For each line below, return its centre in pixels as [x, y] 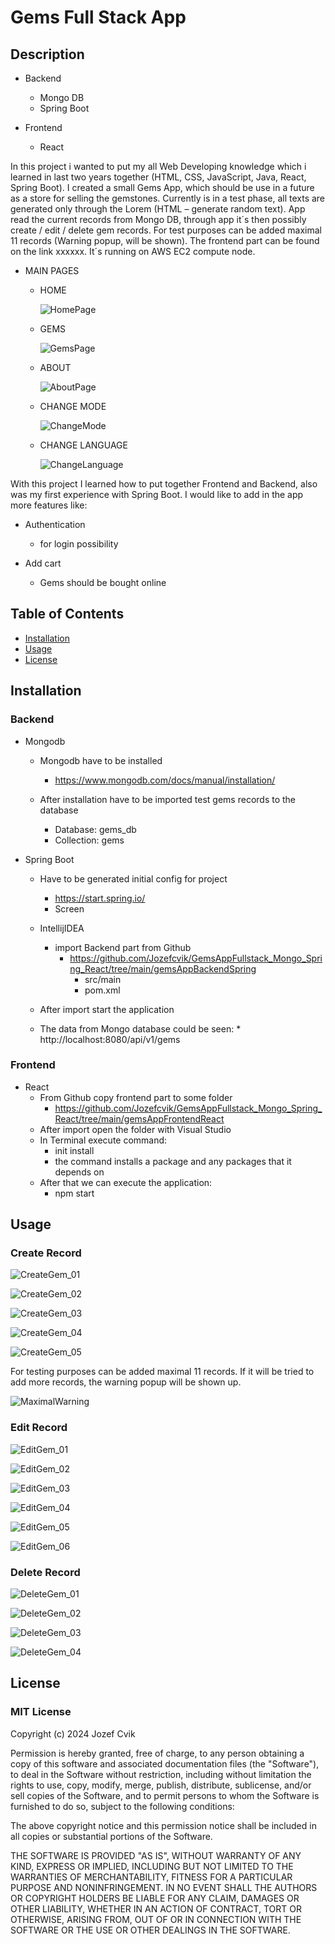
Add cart [43, 563]
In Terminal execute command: [103, 1140]
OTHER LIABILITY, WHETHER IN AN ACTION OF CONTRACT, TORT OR [156, 1908]
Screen [69, 908]
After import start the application [107, 1009]
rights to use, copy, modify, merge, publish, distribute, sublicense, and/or [161, 1785]
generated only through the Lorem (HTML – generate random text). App [158, 209]
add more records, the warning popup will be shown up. [126, 1382]
